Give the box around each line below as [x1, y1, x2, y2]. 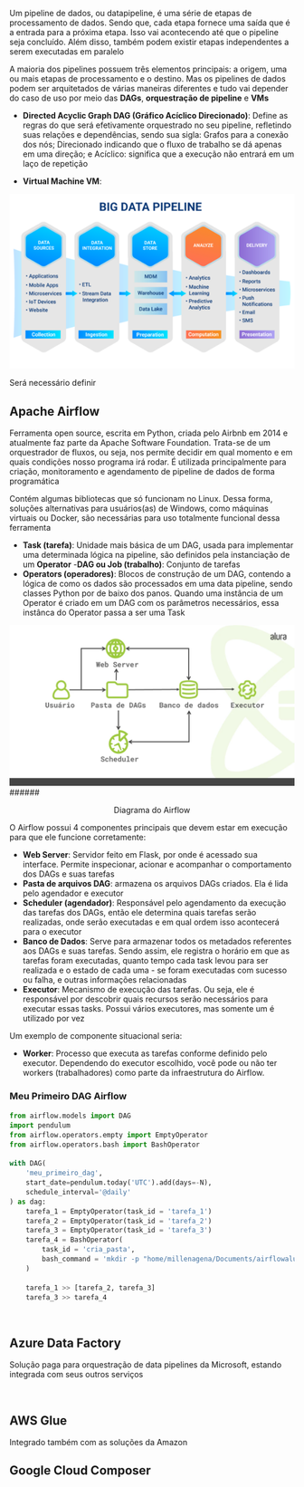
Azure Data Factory [9, 1335, 122, 1350]
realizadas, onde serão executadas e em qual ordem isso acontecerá [22, 916, 280, 927]
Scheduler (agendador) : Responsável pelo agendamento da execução [22, 897, 287, 908]
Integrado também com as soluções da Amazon [9, 1437, 188, 1447]
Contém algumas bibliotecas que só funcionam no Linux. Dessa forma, [9, 494, 273, 504]
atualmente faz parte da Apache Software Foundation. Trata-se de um [9, 437, 271, 448]
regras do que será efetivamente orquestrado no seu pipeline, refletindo [22, 120, 292, 130]
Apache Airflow [9, 403, 100, 419]
